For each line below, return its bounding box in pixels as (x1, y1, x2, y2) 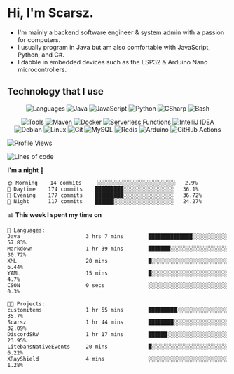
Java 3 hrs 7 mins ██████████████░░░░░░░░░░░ (7, 233, 228, 240)
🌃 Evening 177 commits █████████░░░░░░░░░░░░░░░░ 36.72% (7, 191, 202, 199)
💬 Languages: (7, 226, 46, 234)
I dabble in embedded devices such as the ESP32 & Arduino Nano (17, 57, 208, 66)
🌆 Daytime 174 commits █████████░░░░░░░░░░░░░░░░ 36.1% (7, 186, 199, 193)
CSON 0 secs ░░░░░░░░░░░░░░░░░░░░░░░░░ (7, 282, 228, 289)
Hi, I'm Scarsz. (7, 5, 94, 21)
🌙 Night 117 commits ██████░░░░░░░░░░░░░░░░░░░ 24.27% (7, 198, 202, 205)
